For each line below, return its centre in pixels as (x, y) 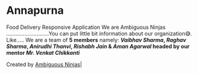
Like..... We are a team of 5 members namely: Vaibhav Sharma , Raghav (96, 40)
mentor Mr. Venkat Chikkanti (43, 52)
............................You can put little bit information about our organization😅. (99, 33)
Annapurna (35, 11)
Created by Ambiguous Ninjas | (44, 64)
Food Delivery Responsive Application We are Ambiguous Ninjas (86, 27)
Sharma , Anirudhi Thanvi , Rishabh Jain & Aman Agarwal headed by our (98, 46)
